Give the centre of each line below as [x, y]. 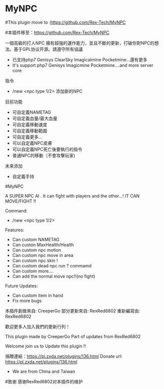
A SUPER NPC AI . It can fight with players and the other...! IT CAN [72, 196]
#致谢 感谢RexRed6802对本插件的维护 [44, 382]
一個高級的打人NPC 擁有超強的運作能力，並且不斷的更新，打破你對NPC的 [80, 43]
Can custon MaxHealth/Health [43, 245]
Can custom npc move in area [43, 255]
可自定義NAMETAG [32, 112]
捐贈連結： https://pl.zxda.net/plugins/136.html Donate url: [64, 356]
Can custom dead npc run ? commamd [52, 265]
